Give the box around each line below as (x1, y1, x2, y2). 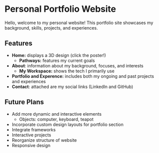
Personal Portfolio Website (4, 3, 116, 15)
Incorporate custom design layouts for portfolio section (11, 122, 124, 127)
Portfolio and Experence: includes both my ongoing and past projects (11, 73, 155, 79)
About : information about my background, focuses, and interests (11, 62, 144, 68)
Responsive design (11, 142, 51, 148)
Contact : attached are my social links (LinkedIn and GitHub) (11, 84, 133, 90)
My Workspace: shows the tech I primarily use (19, 68, 115, 74)
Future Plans (4, 98, 44, 106)
